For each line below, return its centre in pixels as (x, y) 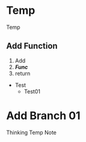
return (23, 73)
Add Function (32, 46)
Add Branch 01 (43, 116)
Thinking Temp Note (32, 132)
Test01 (32, 91)
